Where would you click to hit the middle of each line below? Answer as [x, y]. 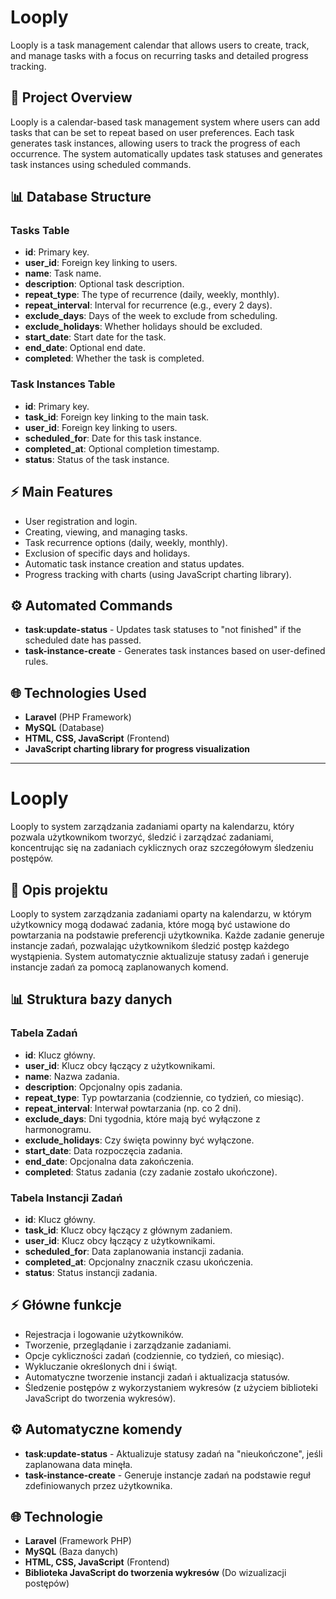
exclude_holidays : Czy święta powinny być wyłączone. [139, 1140]
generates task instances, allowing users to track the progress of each [155, 143]
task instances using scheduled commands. [101, 164]
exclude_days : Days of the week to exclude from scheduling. [151, 316]
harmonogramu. [58, 1129]
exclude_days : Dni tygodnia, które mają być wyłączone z [142, 1118]
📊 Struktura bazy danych [91, 999]
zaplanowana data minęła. [78, 1464]
